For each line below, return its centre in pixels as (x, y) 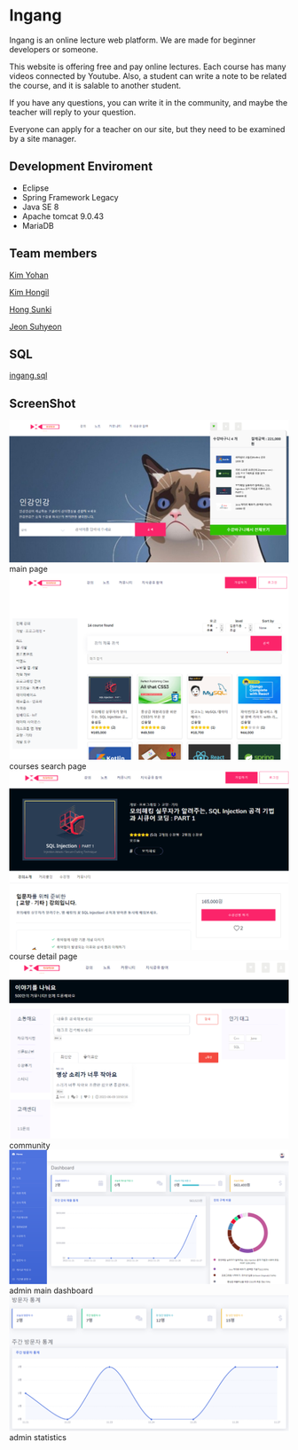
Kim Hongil (29, 292)
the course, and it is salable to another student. (95, 85)
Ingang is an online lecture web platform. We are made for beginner (133, 40)
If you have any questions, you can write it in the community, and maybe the (149, 102)
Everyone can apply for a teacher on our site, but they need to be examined (147, 129)
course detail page (43, 956)
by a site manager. (43, 138)
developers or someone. (54, 49)
